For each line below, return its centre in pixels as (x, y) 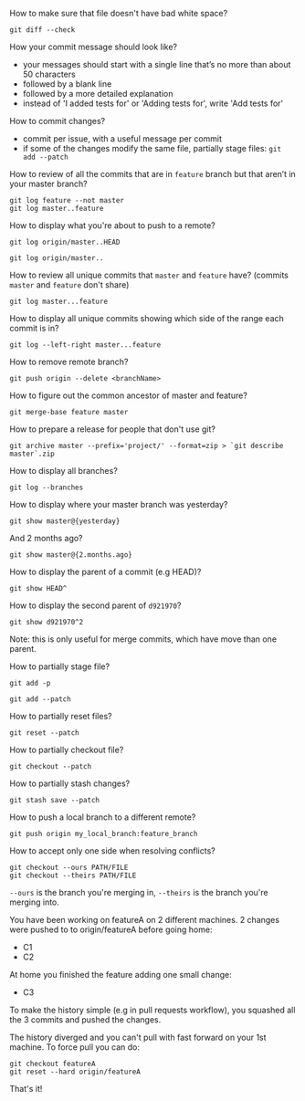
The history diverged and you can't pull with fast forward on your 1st (138, 1037)
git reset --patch (44, 733)
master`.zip (32, 454)
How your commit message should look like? (94, 47)
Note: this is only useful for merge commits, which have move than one (143, 639)
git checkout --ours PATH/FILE (69, 867)
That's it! (26, 1089)
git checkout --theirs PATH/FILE (73, 876)
